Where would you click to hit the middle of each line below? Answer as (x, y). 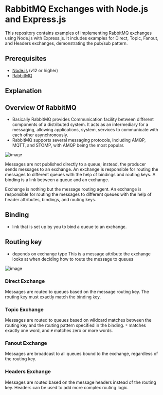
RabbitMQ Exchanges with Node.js (77, 9)
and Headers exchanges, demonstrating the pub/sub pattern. (66, 43)
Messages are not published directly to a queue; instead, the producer (75, 164)
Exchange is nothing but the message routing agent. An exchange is (73, 189)
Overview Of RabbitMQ (41, 108)
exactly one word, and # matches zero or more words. (59, 331)
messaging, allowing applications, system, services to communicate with (85, 129)
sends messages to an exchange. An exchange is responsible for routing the (82, 169)
